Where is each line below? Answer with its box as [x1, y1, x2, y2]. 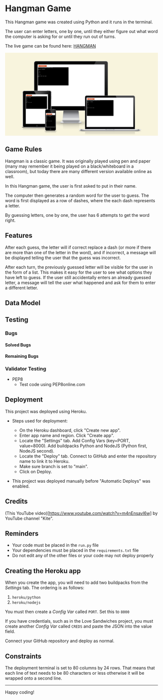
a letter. [5, 203, 20, 209]
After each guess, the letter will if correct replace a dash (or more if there [5, 244, 151, 250]
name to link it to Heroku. [19, 458, 70, 464]
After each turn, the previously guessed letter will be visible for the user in [5, 264, 153, 270]
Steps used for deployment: [12, 418, 68, 423]
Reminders [5, 529, 39, 538]
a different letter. [5, 285, 38, 291]
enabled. [12, 483, 30, 489]
